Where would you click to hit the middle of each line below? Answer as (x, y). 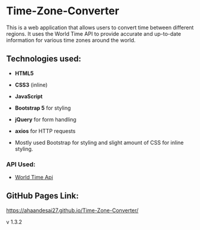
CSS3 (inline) (31, 85)
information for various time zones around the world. (71, 40)
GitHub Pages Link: (43, 196)
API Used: (21, 164)
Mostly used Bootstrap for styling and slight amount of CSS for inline (99, 142)
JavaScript (29, 96)
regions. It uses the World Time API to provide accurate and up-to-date (94, 33)
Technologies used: (44, 59)
